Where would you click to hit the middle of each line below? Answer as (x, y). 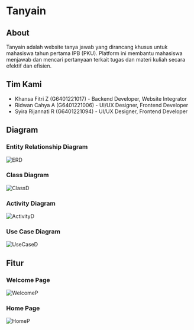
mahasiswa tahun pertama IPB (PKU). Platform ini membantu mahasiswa (94, 53)
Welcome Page (28, 280)
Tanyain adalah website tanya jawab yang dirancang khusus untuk (87, 47)
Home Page (23, 308)
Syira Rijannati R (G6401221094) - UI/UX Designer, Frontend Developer (101, 111)
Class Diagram (28, 175)
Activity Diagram (31, 203)
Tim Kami (24, 84)
